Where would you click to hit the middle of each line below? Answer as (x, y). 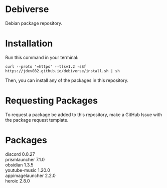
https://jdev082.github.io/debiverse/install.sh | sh (63, 71)
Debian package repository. (34, 23)
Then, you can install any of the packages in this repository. (67, 80)
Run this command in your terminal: (42, 57)
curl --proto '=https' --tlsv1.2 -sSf (46, 66)
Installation (29, 43)
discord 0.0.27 (20, 154)
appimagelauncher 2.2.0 (31, 175)
